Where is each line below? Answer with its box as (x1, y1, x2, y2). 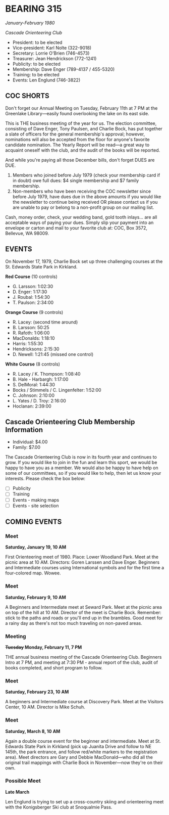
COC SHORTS (5, 92, 49, 100)
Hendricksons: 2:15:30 (12, 346, 60, 352)
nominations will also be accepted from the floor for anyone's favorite (5, 136, 150, 142)
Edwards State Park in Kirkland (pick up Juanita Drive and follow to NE (5, 743, 152, 749)
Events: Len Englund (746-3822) (12, 77, 81, 83)
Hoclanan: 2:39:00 (12, 403, 51, 409)
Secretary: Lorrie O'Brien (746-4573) (12, 50, 90, 56)
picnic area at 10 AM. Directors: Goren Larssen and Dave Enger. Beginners (5, 559, 160, 565)
